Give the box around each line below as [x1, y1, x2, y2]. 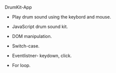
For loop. [12, 62, 31, 68]
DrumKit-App [5, 4, 32, 10]
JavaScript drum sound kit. [12, 23, 68, 29]
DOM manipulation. [12, 33, 52, 39]
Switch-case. [12, 43, 40, 49]
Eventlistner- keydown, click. [12, 52, 72, 58]
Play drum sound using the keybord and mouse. [12, 14, 111, 19]
